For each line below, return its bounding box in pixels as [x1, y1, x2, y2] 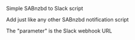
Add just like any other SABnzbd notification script [6, 16, 129, 23]
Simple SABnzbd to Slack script [6, 5, 83, 12]
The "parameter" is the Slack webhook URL [6, 27, 112, 34]
